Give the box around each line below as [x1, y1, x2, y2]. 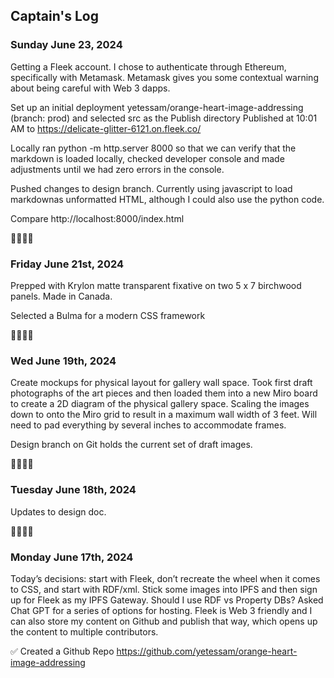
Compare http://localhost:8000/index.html [10, 212, 185, 224]
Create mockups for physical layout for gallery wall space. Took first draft [10, 377, 313, 389]
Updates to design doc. [10, 505, 107, 518]
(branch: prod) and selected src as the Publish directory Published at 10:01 [10, 112, 318, 124]
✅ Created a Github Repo [10, 645, 115, 657]
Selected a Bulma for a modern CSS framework [10, 309, 206, 321]
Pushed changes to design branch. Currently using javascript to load [10, 182, 293, 194]
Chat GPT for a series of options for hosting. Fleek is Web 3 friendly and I [10, 604, 313, 616]
